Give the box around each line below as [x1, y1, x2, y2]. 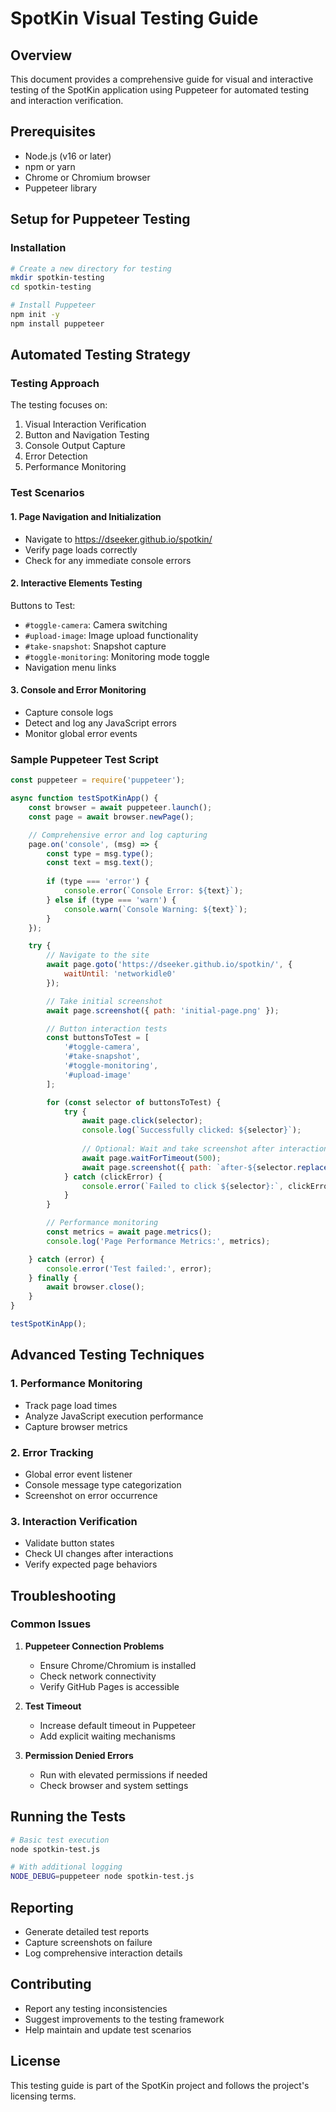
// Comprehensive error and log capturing [28, 830, 208, 840]
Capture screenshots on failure [24, 1936, 153, 1948]
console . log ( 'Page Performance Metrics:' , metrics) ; [46, 1236, 271, 1246]
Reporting [10, 1899, 74, 1916]
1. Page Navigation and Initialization [10, 510, 162, 522]
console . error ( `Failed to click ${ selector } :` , [81, 1181, 284, 1191]
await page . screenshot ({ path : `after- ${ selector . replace [81, 1162, 329, 1172]
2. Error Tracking [10, 1445, 94, 1459]
